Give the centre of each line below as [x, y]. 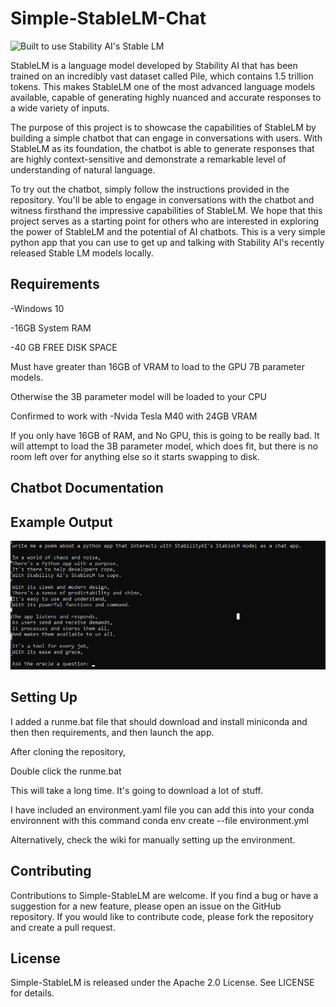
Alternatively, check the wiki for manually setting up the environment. [153, 839]
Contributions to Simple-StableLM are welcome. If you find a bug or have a [164, 895]
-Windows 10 [37, 308]
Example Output [61, 522]
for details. [32, 993]
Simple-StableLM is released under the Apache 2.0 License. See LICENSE [162, 983]
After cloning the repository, [68, 751]
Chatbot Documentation [87, 488]
